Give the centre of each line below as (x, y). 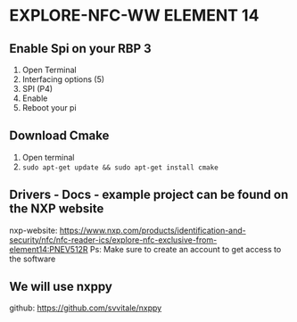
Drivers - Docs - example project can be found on (149, 195)
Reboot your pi (49, 107)
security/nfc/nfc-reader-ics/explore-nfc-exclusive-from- (113, 239)
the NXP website (57, 209)
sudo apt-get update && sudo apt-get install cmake (120, 167)
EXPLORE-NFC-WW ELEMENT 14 (134, 16)
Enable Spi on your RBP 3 (80, 49)
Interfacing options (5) (63, 79)
